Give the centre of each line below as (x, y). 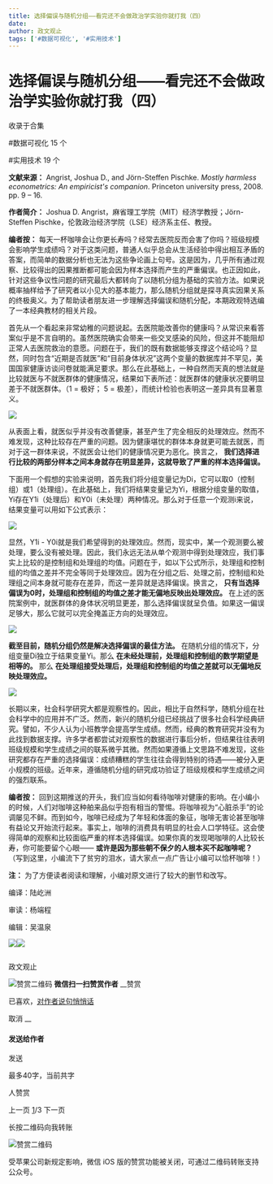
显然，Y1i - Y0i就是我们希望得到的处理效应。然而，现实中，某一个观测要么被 (136, 542)
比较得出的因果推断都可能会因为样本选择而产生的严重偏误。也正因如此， (143, 270)
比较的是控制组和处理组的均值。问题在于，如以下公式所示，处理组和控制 (143, 562)
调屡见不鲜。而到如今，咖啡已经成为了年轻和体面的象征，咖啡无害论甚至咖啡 (136, 818)
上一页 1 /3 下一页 (37, 1110)
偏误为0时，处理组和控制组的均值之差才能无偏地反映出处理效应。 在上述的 (133, 593)
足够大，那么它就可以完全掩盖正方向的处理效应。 (90, 614)
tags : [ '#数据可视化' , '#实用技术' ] (65, 39)
